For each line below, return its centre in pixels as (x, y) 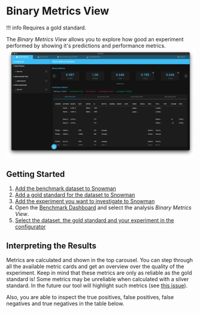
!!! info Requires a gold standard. (46, 28)
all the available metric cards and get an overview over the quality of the (95, 266)
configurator (30, 227)
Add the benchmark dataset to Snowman (66, 189)
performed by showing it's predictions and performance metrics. (86, 46)
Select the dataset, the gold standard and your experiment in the (94, 221)
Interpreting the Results (51, 246)
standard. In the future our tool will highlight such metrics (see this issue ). (97, 285)
